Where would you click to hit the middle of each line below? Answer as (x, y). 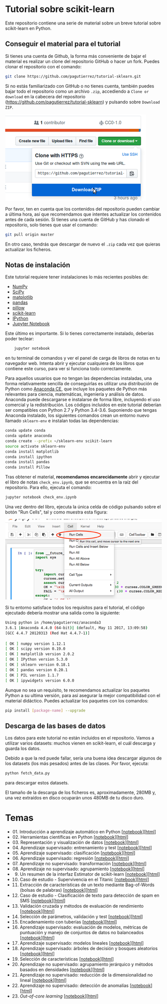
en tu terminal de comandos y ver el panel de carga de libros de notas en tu (83, 358)
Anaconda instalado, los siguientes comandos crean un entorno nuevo (77, 416)
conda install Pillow (28, 468)
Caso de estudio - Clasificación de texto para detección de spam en (89, 895)
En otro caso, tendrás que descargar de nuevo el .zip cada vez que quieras (83, 244)
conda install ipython (29, 457)
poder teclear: (20, 339)
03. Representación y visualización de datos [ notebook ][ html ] (76, 842)
